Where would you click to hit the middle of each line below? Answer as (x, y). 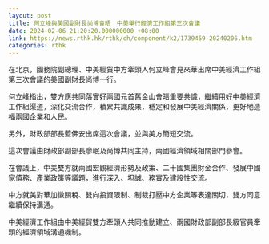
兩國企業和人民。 (43, 116)
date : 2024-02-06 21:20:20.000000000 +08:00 (84, 31)
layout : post (30, 16)
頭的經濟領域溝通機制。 (47, 232)
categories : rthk (37, 46)
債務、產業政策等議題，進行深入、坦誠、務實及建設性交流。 (113, 178)
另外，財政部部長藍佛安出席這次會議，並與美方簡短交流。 (103, 134)
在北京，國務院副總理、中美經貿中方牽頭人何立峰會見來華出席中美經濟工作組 (134, 70)
